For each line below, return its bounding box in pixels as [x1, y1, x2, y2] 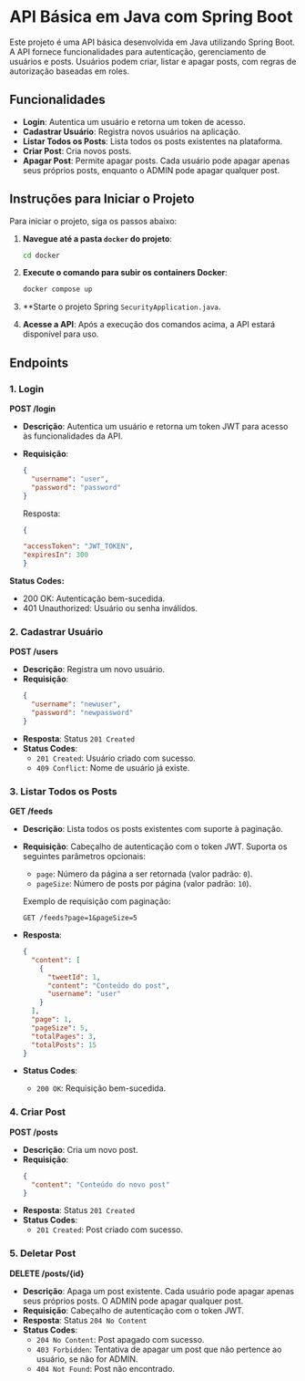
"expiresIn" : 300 [22, 550, 89, 560]
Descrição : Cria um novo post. [22, 1144, 138, 1155]
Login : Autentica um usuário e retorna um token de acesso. [22, 116, 246, 127]
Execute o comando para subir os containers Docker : [22, 267, 228, 278]
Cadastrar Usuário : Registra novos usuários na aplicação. [22, 126, 241, 137]
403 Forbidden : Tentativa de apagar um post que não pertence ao [36, 1344, 282, 1355]
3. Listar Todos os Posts [9, 784, 117, 797]
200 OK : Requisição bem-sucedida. [36, 1083, 167, 1094]
